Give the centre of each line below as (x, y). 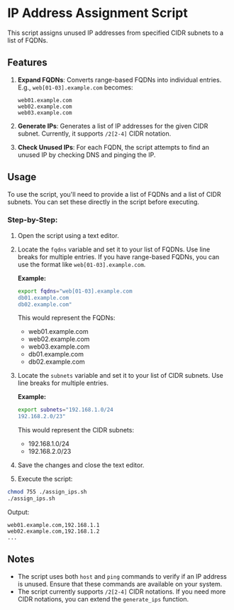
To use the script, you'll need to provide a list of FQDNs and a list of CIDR (114, 194)
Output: (18, 512)
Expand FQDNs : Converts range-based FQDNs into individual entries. (119, 80)
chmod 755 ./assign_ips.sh (47, 492)
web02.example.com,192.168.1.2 (54, 531)
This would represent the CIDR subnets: (76, 430)
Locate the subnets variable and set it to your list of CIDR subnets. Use (120, 376)
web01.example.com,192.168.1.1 (54, 525)
